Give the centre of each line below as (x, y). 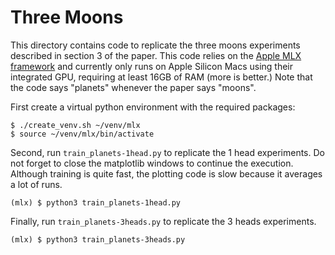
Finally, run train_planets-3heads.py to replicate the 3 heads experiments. (163, 221)
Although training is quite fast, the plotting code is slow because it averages (166, 173)
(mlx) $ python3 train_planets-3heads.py (98, 239)
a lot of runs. (36, 184)
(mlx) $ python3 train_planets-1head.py (96, 202)
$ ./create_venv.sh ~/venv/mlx (75, 125)
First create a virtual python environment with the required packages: (153, 107)
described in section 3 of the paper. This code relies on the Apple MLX (156, 55)
